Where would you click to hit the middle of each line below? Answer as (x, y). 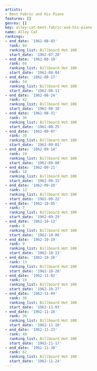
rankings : (15, 37)
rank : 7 (17, 208)
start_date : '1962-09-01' (36, 145)
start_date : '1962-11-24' (36, 361)
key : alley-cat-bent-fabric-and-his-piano (48, 28)
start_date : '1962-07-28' (36, 55)
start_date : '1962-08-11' (36, 91)
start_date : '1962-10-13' (36, 253)
